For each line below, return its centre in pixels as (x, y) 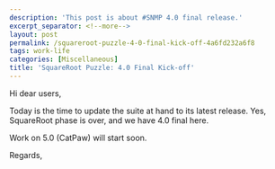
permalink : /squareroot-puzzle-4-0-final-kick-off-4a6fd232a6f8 (132, 43)
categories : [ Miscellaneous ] (64, 59)
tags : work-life (40, 51)
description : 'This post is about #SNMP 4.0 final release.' (126, 18)
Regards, (26, 155)
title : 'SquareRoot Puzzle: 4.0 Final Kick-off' (102, 68)
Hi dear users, (35, 93)
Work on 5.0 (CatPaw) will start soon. (78, 138)
